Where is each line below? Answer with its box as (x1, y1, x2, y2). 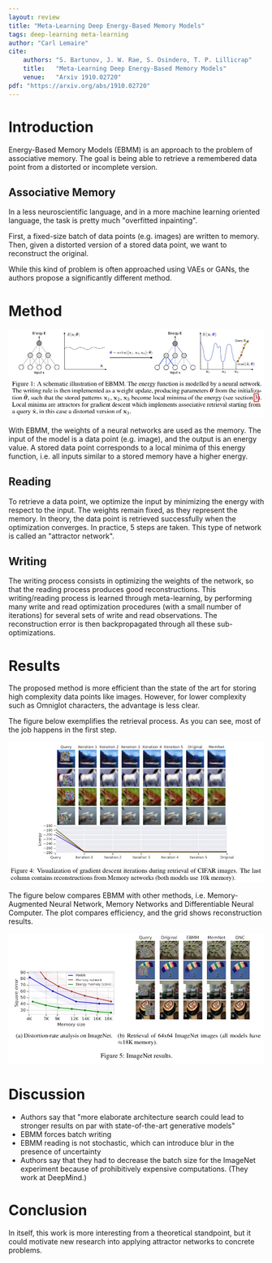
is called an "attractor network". (8, 531, 115, 541)
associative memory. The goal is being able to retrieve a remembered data (8, 153, 257, 163)
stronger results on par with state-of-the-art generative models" (19, 1121, 235, 1130)
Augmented (8, 899, 48, 908)
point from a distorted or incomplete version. (8, 162, 158, 172)
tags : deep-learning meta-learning (8, 30, 129, 38)
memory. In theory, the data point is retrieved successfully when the (8, 513, 237, 524)
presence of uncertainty (19, 1147, 101, 1156)
